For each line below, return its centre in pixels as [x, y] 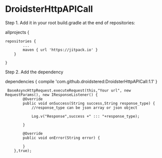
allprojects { [17, 32]
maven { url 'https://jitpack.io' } [60, 50]
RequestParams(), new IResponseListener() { [51, 95]
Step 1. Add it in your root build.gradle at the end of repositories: [70, 23]
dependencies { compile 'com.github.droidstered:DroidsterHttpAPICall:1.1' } [81, 81]
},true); [23, 151]
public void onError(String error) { [61, 138]
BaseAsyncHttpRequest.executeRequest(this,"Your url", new [69, 90]
